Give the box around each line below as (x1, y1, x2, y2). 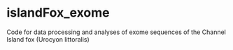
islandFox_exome (6, 5, 110, 21)
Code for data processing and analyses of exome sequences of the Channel (6, 28, 227, 36)
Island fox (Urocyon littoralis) (6, 35, 90, 43)
